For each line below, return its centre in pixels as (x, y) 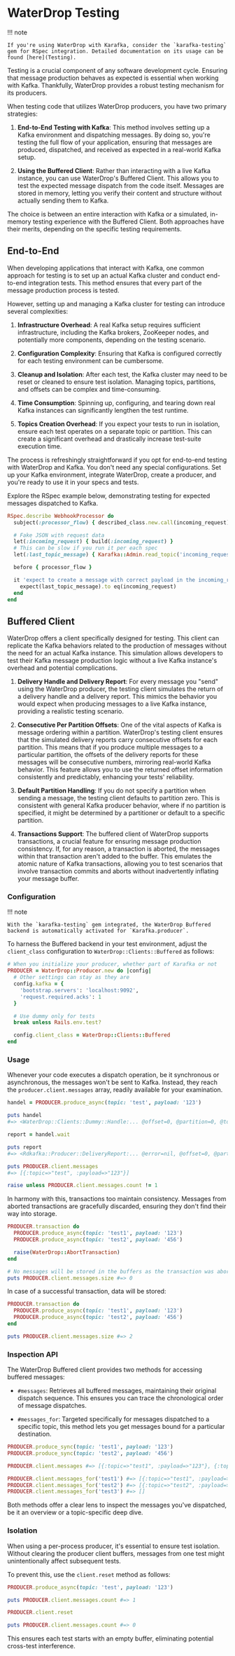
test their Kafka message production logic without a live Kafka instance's (112, 661)
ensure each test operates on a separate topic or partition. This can (114, 431)
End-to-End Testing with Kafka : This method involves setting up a (113, 127)
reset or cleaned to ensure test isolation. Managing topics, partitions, (116, 382)
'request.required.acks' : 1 (60, 997)
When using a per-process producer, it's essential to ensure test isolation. (114, 1546)
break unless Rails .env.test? (57, 1022)
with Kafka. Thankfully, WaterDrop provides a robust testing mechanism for (116, 85)
